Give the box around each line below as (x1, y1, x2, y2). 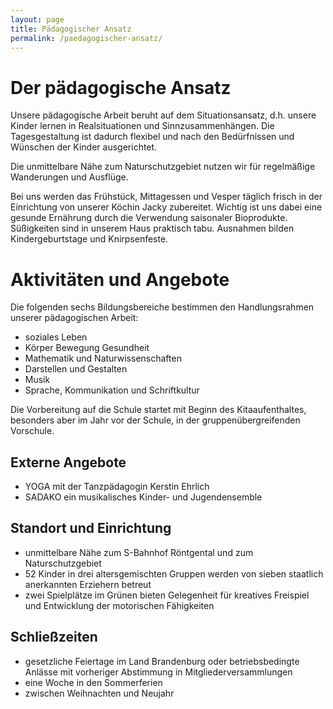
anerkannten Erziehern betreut (24, 578, 152, 590)
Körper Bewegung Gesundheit (24, 342, 150, 354)
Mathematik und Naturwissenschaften (24, 352, 182, 365)
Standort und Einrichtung (10, 520, 172, 537)
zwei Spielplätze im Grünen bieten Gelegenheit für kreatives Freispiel (24, 589, 310, 601)
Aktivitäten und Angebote (10, 268, 230, 291)
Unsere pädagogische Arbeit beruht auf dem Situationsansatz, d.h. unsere (10, 109, 317, 121)
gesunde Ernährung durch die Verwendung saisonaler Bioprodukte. (10, 212, 288, 224)
